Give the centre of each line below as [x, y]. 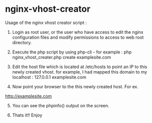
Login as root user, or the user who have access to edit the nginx [78, 32]
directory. [22, 42]
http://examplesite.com [28, 96]
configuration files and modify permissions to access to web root [78, 37]
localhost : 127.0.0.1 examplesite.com [49, 77]
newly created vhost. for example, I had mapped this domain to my [79, 72]
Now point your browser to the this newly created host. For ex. [75, 86]
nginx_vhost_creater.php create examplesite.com [62, 57]
